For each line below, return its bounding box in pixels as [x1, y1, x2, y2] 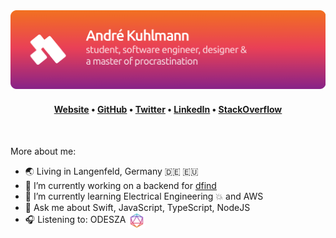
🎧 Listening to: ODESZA [24, 214, 127, 226]
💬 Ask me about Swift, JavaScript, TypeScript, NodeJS [24, 202, 251, 214]
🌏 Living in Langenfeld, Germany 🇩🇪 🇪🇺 [24, 165, 199, 178]
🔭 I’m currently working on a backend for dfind [24, 180, 217, 192]
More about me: [10, 145, 77, 158]
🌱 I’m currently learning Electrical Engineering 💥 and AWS [24, 190, 264, 203]
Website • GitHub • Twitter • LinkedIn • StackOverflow [53, 104, 283, 116]
